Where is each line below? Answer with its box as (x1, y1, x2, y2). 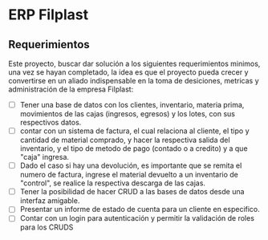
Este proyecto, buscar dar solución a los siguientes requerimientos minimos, (8, 59, 261, 68)
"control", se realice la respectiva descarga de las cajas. (19, 178, 206, 188)
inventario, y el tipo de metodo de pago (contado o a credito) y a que (19, 144, 248, 153)
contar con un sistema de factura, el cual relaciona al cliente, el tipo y (19, 126, 250, 136)
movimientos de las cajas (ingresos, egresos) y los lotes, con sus (19, 109, 235, 119)
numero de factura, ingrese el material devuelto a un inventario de (19, 170, 239, 180)
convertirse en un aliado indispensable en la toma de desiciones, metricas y (8, 76, 259, 85)
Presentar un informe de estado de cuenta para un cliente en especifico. (19, 205, 261, 214)
